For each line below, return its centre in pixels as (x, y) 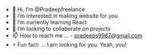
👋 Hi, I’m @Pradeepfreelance (49, 9)
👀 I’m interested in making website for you (65, 16)
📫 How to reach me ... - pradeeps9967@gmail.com (77, 35)
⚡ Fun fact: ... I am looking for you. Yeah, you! (69, 45)
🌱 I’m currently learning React (49, 22)
